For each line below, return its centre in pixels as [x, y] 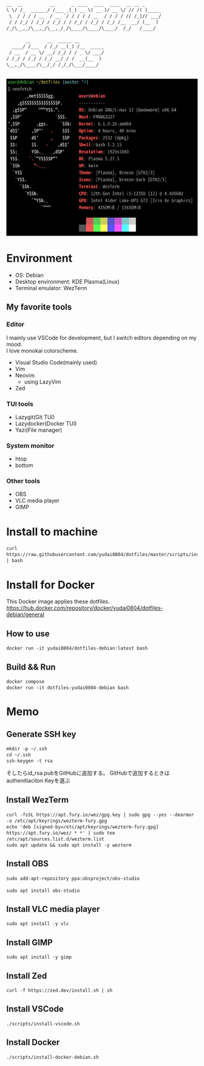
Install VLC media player [53, 909]
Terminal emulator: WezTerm [51, 288]
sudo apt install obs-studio [43, 891]
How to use [28, 633]
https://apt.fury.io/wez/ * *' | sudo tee [61, 833]
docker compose [25, 681]
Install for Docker [51, 585]
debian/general [25, 614]
